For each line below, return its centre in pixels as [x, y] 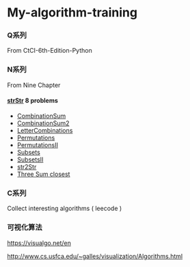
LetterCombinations [45, 130]
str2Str [27, 166]
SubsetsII [30, 160]
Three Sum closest [43, 174]
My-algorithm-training [72, 13]
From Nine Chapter [34, 85]
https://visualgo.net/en [39, 243]
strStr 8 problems [32, 101]
